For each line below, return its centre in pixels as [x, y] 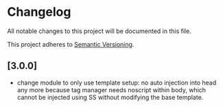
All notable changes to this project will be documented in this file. [99, 31]
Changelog [39, 12]
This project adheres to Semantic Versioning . [71, 44]
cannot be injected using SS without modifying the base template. [110, 97]
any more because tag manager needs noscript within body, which [111, 89]
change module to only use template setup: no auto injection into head [117, 83]
